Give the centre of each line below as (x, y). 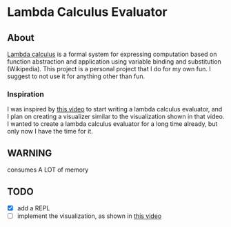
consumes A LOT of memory (48, 170)
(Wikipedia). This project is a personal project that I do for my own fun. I (109, 69)
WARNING (30, 153)
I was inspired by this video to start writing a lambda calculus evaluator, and (115, 109)
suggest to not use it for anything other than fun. (76, 76)
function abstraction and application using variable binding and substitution (114, 62)
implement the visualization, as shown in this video (89, 216)
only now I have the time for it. (50, 131)
